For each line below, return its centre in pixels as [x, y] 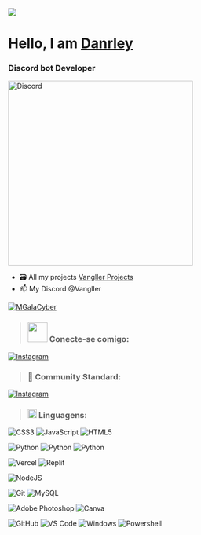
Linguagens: [63, 415]
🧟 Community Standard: [74, 376]
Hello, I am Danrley [71, 44]
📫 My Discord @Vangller [60, 289]
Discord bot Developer [52, 68]
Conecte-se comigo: [89, 339]
